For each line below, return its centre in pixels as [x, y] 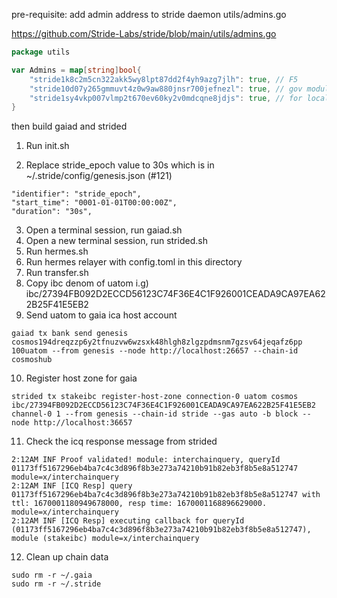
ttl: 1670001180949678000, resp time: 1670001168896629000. [139, 504]
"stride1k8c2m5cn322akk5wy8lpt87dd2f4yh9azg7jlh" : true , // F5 [164, 79]
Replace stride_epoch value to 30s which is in [120, 165]
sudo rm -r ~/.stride [56, 584]
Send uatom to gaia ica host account [101, 315]
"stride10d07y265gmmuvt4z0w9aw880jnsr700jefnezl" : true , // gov [166, 89]
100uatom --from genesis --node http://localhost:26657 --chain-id [155, 351]
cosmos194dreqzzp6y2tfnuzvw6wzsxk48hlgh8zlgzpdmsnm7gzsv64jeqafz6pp [157, 342]
